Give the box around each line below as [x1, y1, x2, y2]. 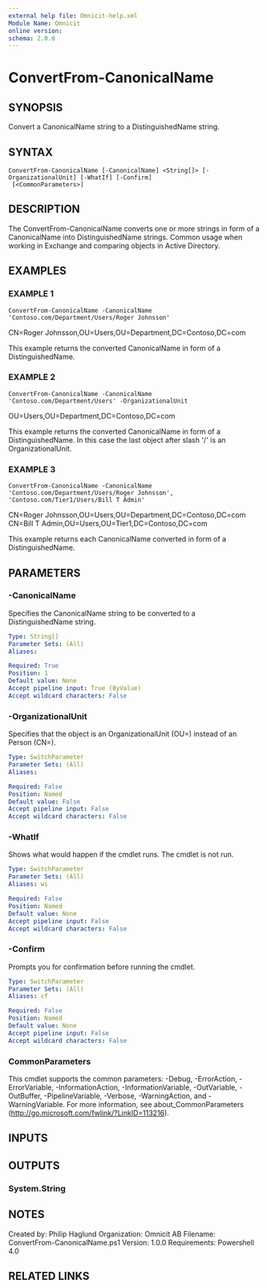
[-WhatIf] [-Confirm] [79, 174, 152, 182]
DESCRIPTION [8, 202, 80, 216]
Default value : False [8, 797, 81, 806]
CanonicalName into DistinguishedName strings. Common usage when [8, 232, 243, 242]
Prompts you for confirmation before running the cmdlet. [8, 962, 196, 971]
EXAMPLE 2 [8, 371, 56, 382]
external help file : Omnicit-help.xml [8, 11, 138, 20]
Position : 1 [8, 669, 48, 677]
